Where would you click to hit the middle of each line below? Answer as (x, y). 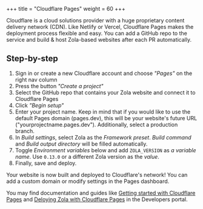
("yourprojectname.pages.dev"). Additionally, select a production (96, 124)
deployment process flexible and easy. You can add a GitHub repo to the (97, 33)
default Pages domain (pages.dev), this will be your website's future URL (106, 118)
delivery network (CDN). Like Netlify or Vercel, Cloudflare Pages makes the (100, 27)
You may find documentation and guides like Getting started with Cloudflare (101, 193)
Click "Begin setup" (39, 105)
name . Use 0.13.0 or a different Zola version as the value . (87, 156)
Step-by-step (32, 59)
